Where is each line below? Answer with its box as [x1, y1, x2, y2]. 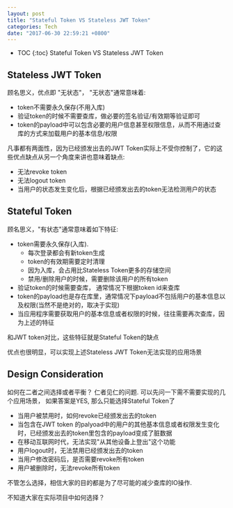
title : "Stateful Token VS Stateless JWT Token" [7, 17, 151, 24]
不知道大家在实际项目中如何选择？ [7, 493, 105, 502]
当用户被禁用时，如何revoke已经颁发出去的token [17, 411, 156, 420]
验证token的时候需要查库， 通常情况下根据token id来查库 [17, 283, 180, 291]
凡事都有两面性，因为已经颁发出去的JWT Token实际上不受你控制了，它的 [7, 144, 217, 153]
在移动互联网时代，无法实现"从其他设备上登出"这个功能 [17, 437, 176, 446]
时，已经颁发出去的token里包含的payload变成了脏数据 [17, 429, 172, 437]
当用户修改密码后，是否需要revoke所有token [17, 454, 145, 463]
